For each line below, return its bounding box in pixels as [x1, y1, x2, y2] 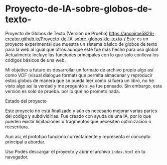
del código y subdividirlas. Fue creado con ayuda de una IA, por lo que [5, 113, 151, 119]
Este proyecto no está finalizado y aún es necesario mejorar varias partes [5, 108, 157, 114]
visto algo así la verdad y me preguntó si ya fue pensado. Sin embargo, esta [5, 82, 162, 89]
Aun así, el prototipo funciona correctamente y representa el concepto [5, 133, 151, 139]
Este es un [126, 36, 148, 42]
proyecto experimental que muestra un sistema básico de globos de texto [5, 41, 157, 47]
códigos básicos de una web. [5, 57, 66, 63]
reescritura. [5, 124, 29, 130]
